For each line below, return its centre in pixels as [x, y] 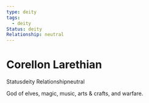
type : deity [21, 12]
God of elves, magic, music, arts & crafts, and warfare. [75, 94]
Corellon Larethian [54, 65]
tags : [13, 18]
